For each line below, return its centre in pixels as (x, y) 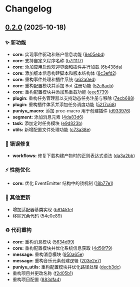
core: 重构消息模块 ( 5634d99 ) (43, 242)
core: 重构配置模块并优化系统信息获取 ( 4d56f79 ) (62, 248)
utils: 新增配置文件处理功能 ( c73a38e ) (51, 129)
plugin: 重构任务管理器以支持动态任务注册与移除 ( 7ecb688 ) (73, 98)
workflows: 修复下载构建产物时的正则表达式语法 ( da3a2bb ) (74, 156)
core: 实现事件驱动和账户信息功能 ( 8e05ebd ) (58, 54)
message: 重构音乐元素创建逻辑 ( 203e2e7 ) (57, 261)
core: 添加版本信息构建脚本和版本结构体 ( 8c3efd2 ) (64, 73)
